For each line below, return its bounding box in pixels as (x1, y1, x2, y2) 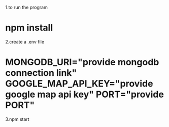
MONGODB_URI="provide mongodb (5, 57, 159, 68)
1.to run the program (5, 5, 48, 10)
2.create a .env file (5, 38, 45, 45)
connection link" (5, 67, 77, 79)
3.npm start (5, 116, 29, 122)
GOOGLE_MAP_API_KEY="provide (5, 78, 153, 90)
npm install (5, 22, 53, 33)
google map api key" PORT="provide (5, 89, 164, 100)
